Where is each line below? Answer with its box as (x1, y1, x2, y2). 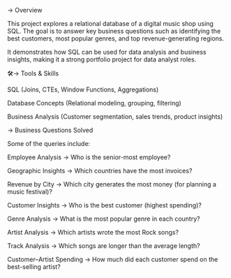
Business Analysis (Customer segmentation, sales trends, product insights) (7, 112, 223, 121)
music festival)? (7, 188, 52, 196)
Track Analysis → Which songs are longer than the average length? (7, 242, 200, 250)
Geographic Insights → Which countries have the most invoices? (7, 167, 193, 175)
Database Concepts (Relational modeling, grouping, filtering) (7, 99, 181, 107)
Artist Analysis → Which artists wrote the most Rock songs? (7, 228, 179, 236)
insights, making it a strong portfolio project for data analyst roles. (7, 55, 197, 64)
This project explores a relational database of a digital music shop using (7, 20, 214, 27)
